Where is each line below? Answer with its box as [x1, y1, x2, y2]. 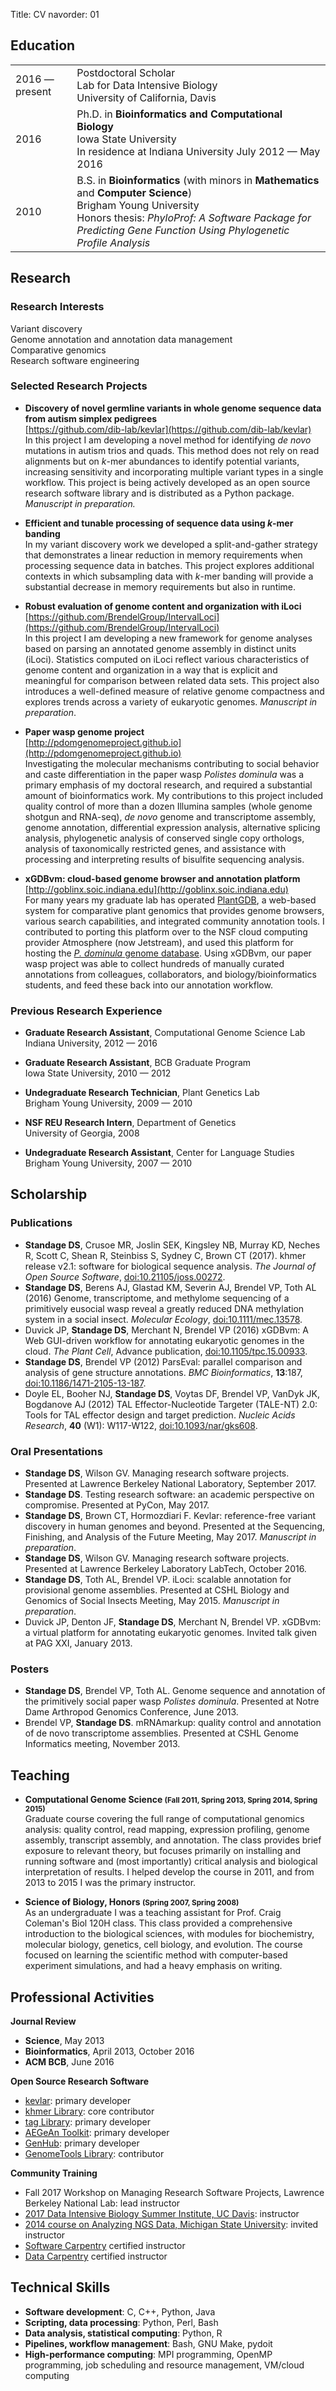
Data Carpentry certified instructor [24, 2250, 168, 2262]
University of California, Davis [76, 90, 217, 104]
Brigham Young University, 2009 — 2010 [24, 1097, 193, 1109]
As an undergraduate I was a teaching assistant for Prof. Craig [24, 1907, 282, 1919]
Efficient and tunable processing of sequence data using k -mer [24, 517, 294, 529]
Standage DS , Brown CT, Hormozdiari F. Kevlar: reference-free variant [24, 1510, 317, 1522]
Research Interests [10, 300, 105, 314]
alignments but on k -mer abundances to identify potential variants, [24, 455, 300, 467]
